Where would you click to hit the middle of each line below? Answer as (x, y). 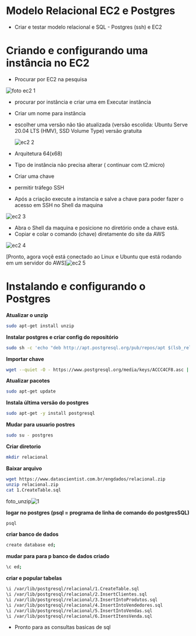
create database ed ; (31, 545)
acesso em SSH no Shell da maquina (59, 205)
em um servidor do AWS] (36, 263)
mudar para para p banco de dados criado (58, 556)
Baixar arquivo (24, 468)
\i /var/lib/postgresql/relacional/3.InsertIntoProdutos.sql (82, 600)
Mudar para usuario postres (41, 425)
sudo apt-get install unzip (40, 326)
